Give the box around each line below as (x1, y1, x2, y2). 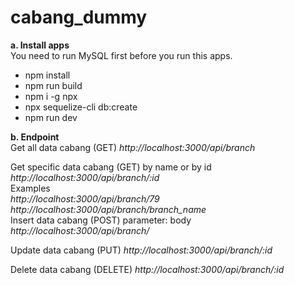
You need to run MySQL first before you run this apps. (10, 49, 233, 61)
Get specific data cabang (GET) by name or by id (10, 161, 212, 173)
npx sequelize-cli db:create (24, 101, 138, 113)
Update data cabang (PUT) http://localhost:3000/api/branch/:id (10, 244, 273, 256)
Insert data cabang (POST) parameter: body (10, 214, 192, 226)
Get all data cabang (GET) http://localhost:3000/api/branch (10, 141, 256, 153)
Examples (10, 182, 51, 194)
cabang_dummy (10, 6, 148, 29)
